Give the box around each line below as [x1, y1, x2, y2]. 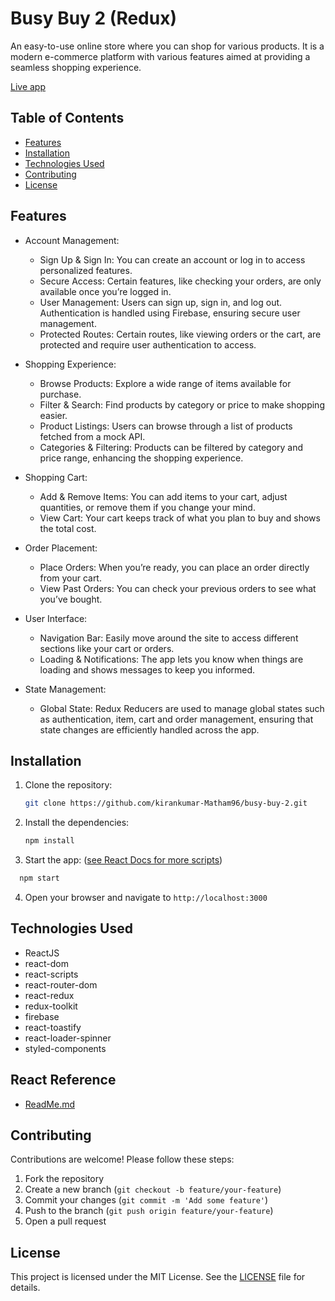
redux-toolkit [24, 1000, 78, 1012]
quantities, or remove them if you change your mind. [39, 501, 256, 513]
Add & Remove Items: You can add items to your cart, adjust [39, 490, 288, 502]
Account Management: [24, 234, 120, 246]
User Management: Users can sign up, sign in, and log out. [39, 296, 283, 308]
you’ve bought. [39, 593, 103, 605]
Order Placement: [24, 542, 98, 554]
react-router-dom [24, 978, 98, 991]
